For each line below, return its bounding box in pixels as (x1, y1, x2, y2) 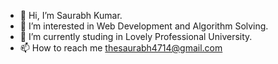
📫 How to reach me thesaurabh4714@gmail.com (19, 42, 223, 54)
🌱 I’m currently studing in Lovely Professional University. (19, 31, 253, 42)
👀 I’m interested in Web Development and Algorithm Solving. (19, 20, 269, 32)
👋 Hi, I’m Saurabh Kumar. (19, 10, 123, 21)
